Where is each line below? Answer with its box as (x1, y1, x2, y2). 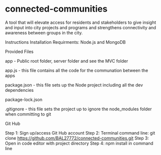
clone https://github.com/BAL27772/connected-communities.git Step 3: (5, 135, 149, 141)
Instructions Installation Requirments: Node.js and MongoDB (5, 39, 126, 45)
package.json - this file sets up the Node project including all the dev (5, 82, 143, 88)
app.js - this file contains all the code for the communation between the (5, 67, 148, 73)
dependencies (5, 87, 34, 93)
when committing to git (5, 111, 52, 117)
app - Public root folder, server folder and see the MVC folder (5, 58, 128, 64)
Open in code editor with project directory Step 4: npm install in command (5, 140, 154, 146)
